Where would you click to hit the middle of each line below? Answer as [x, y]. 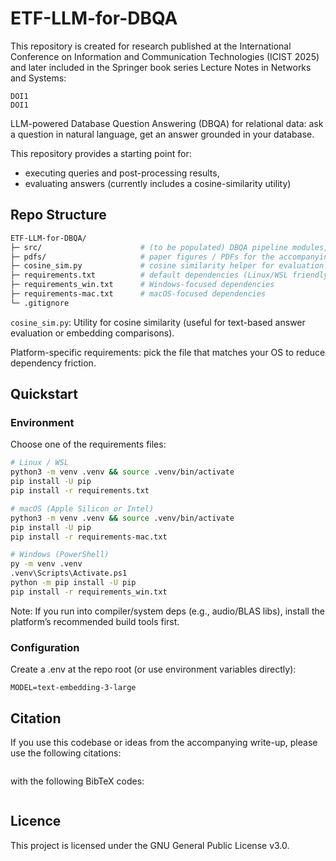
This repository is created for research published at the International [151, 46]
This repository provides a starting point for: [101, 153]
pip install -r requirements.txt [80, 491]
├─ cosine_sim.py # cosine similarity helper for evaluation [167, 266]
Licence [36, 821]
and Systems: [38, 78]
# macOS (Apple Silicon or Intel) [82, 508]
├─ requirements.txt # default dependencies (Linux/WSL [149, 275]
